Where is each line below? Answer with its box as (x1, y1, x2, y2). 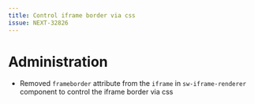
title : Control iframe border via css (8, 11, 136, 20)
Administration (8, 53, 108, 71)
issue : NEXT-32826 (8, 19, 69, 27)
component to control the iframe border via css (19, 87, 174, 97)
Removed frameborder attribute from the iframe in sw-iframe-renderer (19, 79, 247, 88)
